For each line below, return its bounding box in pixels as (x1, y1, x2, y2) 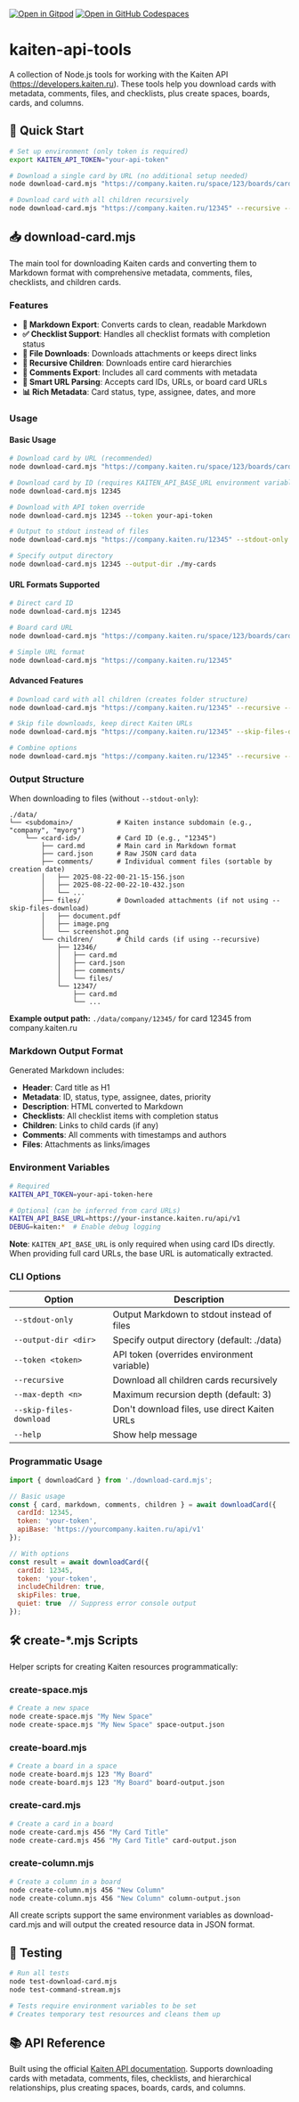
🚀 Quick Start (9, 123, 85, 138)
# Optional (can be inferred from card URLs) (9, 1206, 181, 1215)
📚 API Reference (9, 2035, 106, 2050)
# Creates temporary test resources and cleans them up (9, 2009, 221, 2018)
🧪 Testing (9, 1945, 63, 1960)
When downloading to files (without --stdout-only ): (9, 793, 198, 804)
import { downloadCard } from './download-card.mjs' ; (9, 1476, 214, 1484)
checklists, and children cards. (9, 276, 122, 287)
